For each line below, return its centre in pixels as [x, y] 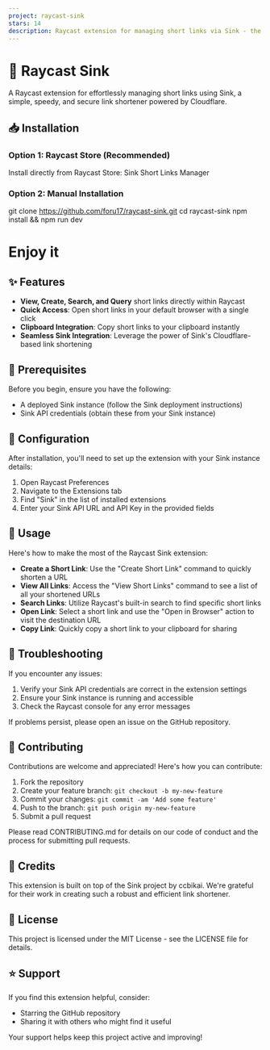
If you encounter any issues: [56, 673]
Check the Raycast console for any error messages [105, 706]
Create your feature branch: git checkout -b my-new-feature [121, 791]
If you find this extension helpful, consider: [79, 997]
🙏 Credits [32, 866]
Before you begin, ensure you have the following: [90, 389]
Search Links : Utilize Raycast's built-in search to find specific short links [141, 603]
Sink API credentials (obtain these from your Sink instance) [118, 413]
